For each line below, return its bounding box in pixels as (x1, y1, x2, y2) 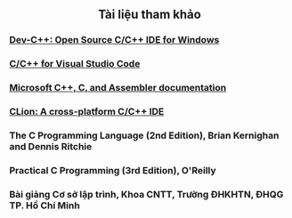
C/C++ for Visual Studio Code (9, 58, 141, 70)
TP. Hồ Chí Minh (9, 199, 80, 212)
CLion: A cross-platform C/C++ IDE (9, 106, 165, 118)
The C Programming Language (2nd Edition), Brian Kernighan (9, 129, 280, 141)
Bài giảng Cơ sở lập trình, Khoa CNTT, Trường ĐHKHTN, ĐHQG (9, 188, 284, 200)
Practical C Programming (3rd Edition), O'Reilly (9, 164, 216, 176)
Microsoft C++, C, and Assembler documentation (9, 82, 227, 94)
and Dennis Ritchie (9, 141, 93, 152)
